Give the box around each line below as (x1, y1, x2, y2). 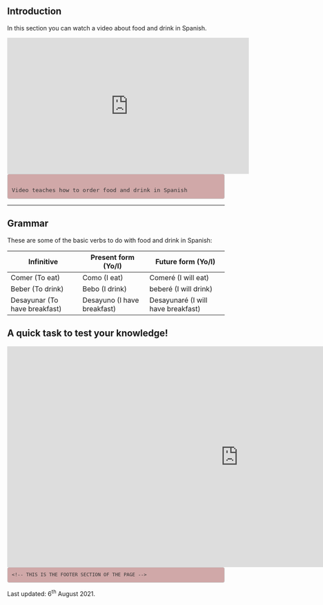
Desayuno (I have (82, 295, 139, 305)
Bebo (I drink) (82, 283, 128, 293)
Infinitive (28, 257, 59, 266)
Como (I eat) (82, 272, 124, 282)
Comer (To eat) (10, 272, 61, 282)
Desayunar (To (10, 295, 59, 305)
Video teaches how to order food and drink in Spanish (11, 186, 188, 194)
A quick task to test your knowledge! (7, 328, 168, 339)
